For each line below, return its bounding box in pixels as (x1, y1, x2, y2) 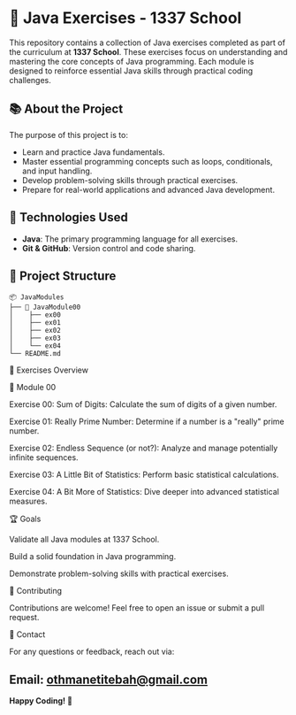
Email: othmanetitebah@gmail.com (9, 672, 208, 687)
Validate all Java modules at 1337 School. (9, 534, 160, 545)
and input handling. (21, 165, 93, 176)
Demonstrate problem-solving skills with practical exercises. (9, 568, 229, 579)
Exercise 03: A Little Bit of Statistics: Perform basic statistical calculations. (9, 469, 279, 481)
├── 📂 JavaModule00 (9, 303, 81, 312)
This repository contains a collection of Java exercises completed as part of (9, 37, 285, 48)
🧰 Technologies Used (9, 210, 128, 225)
